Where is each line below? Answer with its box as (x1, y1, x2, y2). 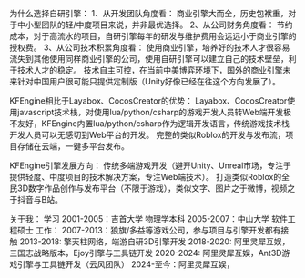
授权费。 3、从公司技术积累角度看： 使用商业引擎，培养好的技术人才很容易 (9, 42, 290, 53)
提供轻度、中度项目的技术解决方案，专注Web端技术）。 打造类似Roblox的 (9, 172, 282, 182)
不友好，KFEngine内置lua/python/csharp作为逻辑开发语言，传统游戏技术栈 (9, 118, 290, 129)
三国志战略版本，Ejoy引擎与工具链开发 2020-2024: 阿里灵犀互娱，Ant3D (9, 248, 282, 258)
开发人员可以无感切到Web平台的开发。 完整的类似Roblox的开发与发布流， (9, 130, 286, 140)
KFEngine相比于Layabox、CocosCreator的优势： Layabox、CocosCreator (9, 95, 288, 106)
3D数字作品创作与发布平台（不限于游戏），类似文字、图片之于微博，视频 (16, 183, 288, 194)
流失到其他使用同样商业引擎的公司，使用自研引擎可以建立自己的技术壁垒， (9, 54, 289, 64)
